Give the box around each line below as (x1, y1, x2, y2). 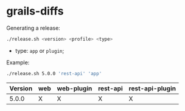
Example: (6, 59, 30, 66)
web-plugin (57, 84, 92, 92)
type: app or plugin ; (15, 47, 65, 54)
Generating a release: (6, 24, 61, 32)
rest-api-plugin (128, 84, 176, 92)
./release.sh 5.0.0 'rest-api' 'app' (6, 70, 102, 76)
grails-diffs (6, 4, 64, 18)
